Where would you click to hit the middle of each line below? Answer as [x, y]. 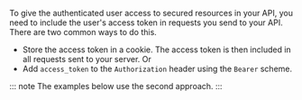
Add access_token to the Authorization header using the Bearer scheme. [157, 68]
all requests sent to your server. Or [87, 59]
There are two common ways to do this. [83, 32]
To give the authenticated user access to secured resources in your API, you [151, 13]
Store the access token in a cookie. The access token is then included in [156, 50]
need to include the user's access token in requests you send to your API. [146, 23]
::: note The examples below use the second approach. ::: [116, 86]
